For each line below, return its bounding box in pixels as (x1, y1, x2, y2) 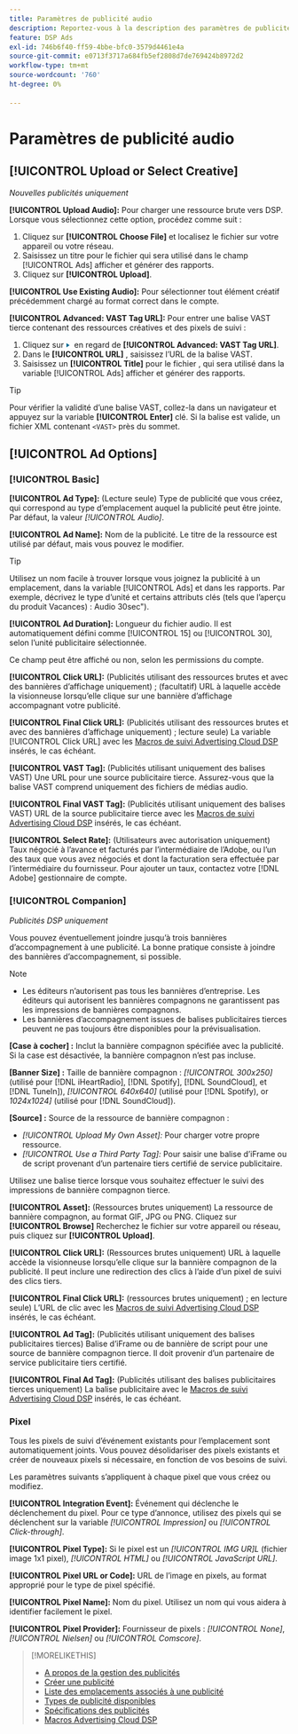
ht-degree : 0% (9, 80, 62, 89)
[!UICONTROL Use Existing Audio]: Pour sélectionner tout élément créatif (9, 286, 280, 296)
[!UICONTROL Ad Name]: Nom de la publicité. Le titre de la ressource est (9, 529, 278, 540)
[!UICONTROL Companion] (9, 895, 127, 907)
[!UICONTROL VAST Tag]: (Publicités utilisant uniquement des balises (9, 763, 266, 774)
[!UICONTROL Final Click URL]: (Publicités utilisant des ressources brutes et (9, 717, 289, 728)
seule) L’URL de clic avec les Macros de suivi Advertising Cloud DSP (9, 1302, 260, 1312)
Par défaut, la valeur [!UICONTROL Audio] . (9, 512, 165, 523)
